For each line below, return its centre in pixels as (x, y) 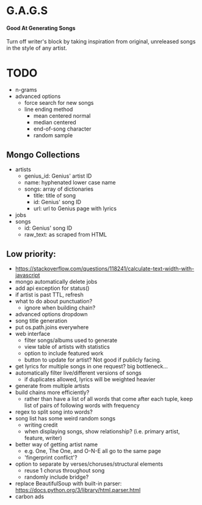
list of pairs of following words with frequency (82, 405)
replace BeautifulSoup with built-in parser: (68, 483)
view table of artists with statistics (67, 346)
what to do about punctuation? (54, 301)
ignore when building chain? (60, 308)
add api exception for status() (52, 288)
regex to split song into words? (54, 412)
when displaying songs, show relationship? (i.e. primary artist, (102, 431)
